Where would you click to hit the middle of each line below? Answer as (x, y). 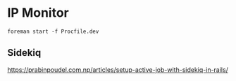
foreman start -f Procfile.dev (53, 31)
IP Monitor (38, 13)
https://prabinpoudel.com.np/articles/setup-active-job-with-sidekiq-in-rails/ (118, 69)
